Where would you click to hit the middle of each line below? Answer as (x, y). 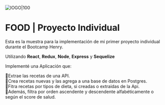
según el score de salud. (30, 97)
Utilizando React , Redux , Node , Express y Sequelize (60, 56)
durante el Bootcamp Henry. (34, 47)
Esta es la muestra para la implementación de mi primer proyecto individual (82, 41)
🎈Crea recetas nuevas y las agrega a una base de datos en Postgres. (76, 81)
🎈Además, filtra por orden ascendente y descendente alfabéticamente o (79, 92)
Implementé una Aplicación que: (38, 66)
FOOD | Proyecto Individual (62, 28)
